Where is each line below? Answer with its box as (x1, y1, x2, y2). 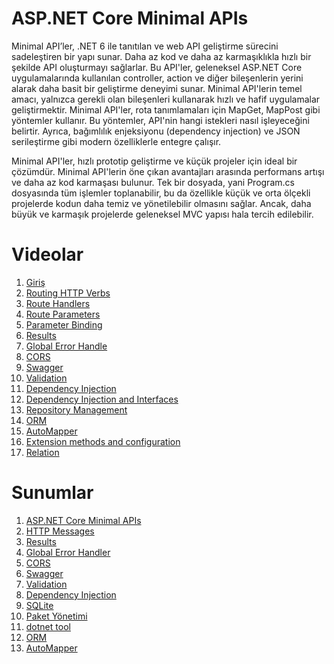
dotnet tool (25, 620, 71, 632)
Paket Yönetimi (25, 610, 88, 622)
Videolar (11, 243, 84, 266)
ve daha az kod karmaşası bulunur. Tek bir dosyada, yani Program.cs (11, 176, 295, 188)
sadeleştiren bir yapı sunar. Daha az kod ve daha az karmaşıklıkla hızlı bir (11, 50, 312, 62)
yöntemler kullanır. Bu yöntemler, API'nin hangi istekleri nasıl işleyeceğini (11, 114, 310, 126)
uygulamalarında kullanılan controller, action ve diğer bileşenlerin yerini (11, 72, 304, 84)
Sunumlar (11, 482, 94, 504)
